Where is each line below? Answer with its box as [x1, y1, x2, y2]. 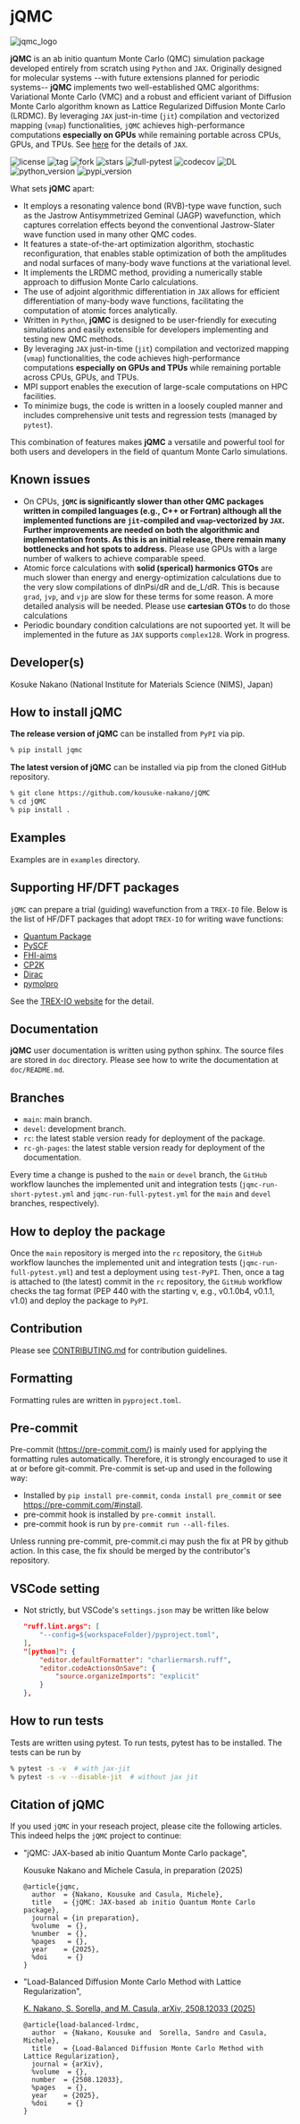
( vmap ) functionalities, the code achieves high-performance [22, 352, 241, 364]
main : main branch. [22, 1114, 93, 1125]
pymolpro [22, 978, 59, 989]
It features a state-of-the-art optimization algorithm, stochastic [22, 238, 254, 249]
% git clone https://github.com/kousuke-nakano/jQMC [10, 789, 211, 798]
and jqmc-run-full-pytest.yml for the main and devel [76, 1188, 271, 1199]
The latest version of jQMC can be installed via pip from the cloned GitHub [10, 762, 287, 773]
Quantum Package [22, 930, 92, 941]
